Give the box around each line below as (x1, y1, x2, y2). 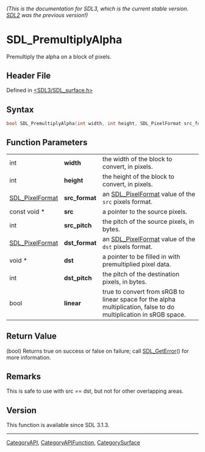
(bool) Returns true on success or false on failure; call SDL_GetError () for (6, 347, 189, 354)
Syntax (6, 104, 34, 115)
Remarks (6, 371, 41, 382)
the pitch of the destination (103, 270, 180, 278)
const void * (9, 207, 45, 216)
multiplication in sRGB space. (103, 310, 186, 318)
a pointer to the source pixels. (103, 207, 188, 216)
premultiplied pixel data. (103, 260, 171, 268)
